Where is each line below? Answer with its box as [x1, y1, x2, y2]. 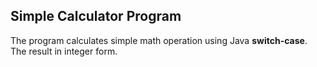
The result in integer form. [10, 45, 118, 57]
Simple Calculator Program [10, 8, 182, 25]
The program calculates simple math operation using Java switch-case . [10, 34, 308, 46]
